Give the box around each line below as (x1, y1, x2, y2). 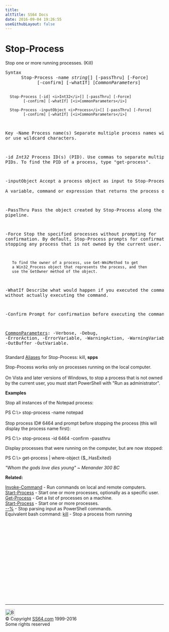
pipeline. (5, 213, 29, 218)
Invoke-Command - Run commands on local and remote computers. (5, 484, 146, 490)
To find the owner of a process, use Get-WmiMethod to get (12, 260, 138, 266)
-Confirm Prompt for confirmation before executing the (5, 311, 146, 317)
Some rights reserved (5, 621, 50, 627)
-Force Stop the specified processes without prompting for (5, 231, 157, 237)
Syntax (5, 70, 22, 76)
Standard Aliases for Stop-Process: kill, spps (5, 354, 98, 360)
